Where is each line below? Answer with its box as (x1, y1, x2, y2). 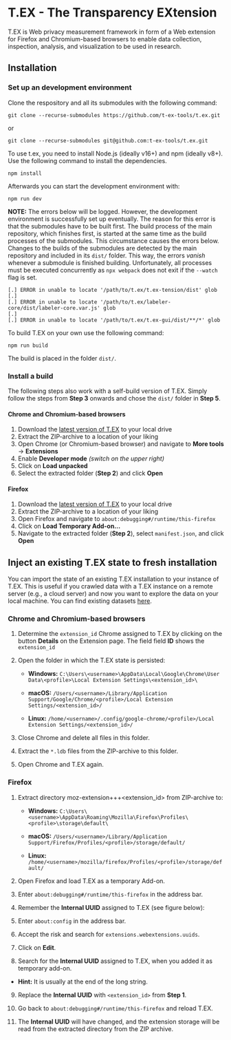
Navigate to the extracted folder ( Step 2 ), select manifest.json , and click (17, 529, 224, 538)
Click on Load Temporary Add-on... (17, 522, 121, 531)
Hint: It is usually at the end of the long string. (17, 977, 148, 986)
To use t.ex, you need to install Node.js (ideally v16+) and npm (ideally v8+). (8, 149, 223, 158)
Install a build (8, 371, 54, 381)
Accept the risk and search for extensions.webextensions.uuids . (17, 930, 200, 938)
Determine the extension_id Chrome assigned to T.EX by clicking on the (17, 630, 223, 638)
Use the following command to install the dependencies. (8, 156, 167, 165)
